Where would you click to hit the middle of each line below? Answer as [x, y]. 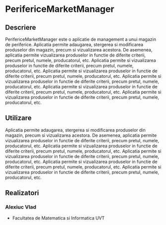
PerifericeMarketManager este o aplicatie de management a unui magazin [81, 39]
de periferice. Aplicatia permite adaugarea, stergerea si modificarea [74, 45]
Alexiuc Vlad [21, 207]
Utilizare [18, 118]
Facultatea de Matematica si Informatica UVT [58, 218]
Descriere [21, 28]
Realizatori [22, 193]
